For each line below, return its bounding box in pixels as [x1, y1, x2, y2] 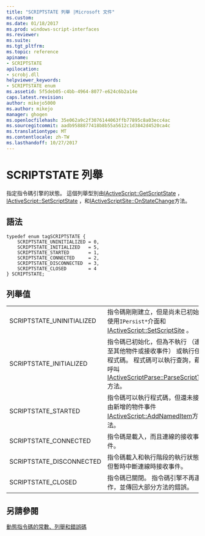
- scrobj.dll [6, 72, 40, 78]
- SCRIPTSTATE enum [6, 83, 56, 89]
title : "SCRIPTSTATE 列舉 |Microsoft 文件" [6, 9, 115, 15]
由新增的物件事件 [107, 403, 157, 411]
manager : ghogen [6, 111, 48, 117]
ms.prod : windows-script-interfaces [6, 26, 99, 32]
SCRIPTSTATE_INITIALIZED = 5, [17, 244, 99, 250]
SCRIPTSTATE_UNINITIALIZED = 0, [17, 239, 99, 245]
